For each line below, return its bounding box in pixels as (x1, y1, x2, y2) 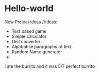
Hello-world (4, 3, 54, 14)
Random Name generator (11, 49, 63, 55)
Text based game (11, 28, 47, 34)
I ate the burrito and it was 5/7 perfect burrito (4, 63, 95, 69)
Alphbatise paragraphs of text (11, 44, 71, 49)
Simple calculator (11, 33, 47, 39)
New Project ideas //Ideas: (4, 19, 58, 25)
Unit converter (11, 38, 41, 44)
